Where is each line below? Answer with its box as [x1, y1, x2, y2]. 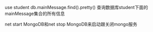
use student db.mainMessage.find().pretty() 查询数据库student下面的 [5, 4, 148, 10]
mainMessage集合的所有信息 [5, 10, 65, 16]
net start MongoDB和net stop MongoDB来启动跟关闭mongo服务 [5, 21, 137, 27]
